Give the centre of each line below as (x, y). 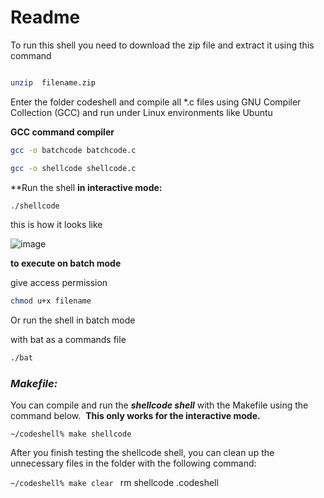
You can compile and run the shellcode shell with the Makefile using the (159, 405)
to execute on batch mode (66, 263)
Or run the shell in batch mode (73, 320)
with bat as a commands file (68, 340)
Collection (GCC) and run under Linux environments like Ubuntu (141, 112)
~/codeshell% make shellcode (71, 434)
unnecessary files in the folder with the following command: (133, 463)
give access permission (59, 283)
